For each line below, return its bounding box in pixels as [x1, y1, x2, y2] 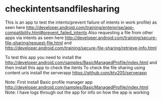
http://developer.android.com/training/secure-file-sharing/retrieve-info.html [5, 45, 157, 51]
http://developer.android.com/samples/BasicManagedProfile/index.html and [5, 59, 157, 65]
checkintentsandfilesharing [5, 3, 120, 14]
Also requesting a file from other [88, 29, 153, 35]
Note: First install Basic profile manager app [5, 79, 93, 85]
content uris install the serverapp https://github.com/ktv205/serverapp [5, 70, 147, 75]
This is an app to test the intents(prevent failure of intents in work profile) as [5, 19, 157, 25]
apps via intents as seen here [5, 35, 64, 41]
